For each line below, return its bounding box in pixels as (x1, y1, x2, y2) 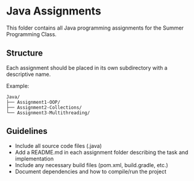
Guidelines (6, 126, 48, 136)
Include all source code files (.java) (14, 142, 102, 149)
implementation (14, 155, 54, 162)
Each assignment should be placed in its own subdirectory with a (6, 64, 167, 71)
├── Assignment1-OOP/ (6, 99, 61, 105)
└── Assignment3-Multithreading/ (6, 110, 90, 116)
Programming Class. (6, 30, 57, 37)
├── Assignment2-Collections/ (6, 104, 83, 110)
